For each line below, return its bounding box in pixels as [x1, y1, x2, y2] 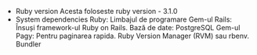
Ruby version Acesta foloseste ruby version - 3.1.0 [15, 7, 178, 15]
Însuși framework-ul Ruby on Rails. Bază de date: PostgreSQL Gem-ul [15, 23, 241, 32]
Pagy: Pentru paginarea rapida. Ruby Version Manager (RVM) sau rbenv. [15, 31, 249, 40]
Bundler [15, 40, 42, 49]
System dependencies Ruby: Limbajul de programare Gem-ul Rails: [15, 15, 233, 24]
